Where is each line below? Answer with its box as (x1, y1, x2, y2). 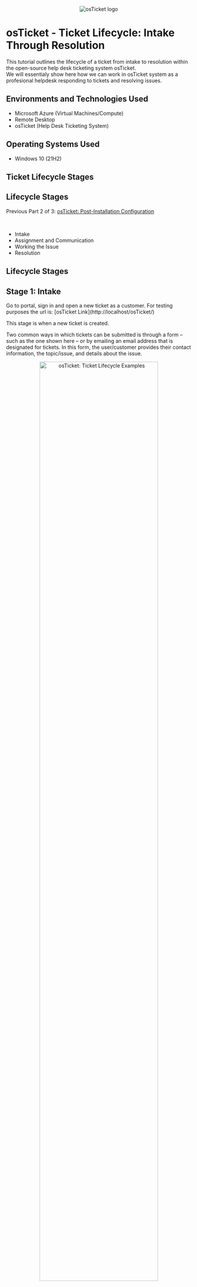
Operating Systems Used (6, 139, 100, 150)
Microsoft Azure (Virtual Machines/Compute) (14, 110, 124, 117)
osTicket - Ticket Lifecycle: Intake (6, 27, 175, 39)
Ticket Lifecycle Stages (6, 171, 94, 182)
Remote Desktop (14, 115, 55, 123)
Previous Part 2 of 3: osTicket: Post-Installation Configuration (6, 207, 155, 214)
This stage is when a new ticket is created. (6, 319, 109, 326)
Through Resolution (6, 39, 105, 52)
